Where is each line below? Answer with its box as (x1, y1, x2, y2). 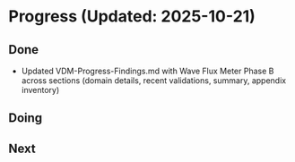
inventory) (21, 85, 60, 95)
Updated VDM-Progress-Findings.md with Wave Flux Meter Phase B (21, 65, 274, 76)
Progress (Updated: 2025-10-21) (8, 6, 256, 27)
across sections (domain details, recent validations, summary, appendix (21, 75, 287, 86)
